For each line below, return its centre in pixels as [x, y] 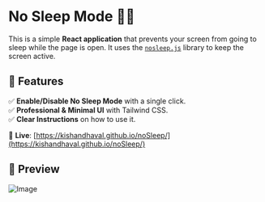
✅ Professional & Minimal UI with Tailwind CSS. [88, 110]
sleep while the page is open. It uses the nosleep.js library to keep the [126, 47]
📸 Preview [34, 169]
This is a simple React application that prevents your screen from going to [132, 39]
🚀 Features [36, 81]
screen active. [32, 56]
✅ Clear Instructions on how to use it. [72, 119]
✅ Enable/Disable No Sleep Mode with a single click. [97, 101]
